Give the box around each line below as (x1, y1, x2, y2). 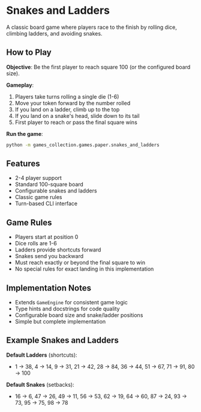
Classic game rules (14, 194, 62, 201)
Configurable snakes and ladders (14, 187, 97, 194)
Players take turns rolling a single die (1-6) (14, 93, 119, 100)
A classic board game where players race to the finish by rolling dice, (6, 23, 177, 31)
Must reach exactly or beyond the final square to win (14, 259, 146, 266)
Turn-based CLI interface (14, 200, 78, 208)
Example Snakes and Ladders (6, 335, 119, 346)
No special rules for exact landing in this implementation (14, 265, 154, 272)
